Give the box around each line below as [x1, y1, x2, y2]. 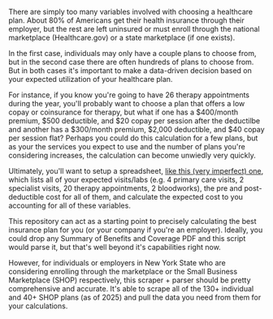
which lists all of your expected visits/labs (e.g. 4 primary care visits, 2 [8, 175, 245, 184]
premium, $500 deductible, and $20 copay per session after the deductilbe [8, 116, 261, 125]
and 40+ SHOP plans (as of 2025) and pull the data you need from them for [8, 292, 262, 302]
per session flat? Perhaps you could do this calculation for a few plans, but [8, 133, 258, 143]
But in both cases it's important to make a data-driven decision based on [8, 66, 252, 75]
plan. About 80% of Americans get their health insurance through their [8, 15, 245, 25]
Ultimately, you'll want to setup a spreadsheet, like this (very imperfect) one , [8, 166, 264, 175]
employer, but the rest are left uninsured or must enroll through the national [8, 24, 260, 33]
